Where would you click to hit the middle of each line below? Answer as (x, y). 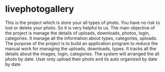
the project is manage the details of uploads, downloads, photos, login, (78, 33)
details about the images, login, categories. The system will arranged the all (82, 54)
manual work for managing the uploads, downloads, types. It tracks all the (81, 48)
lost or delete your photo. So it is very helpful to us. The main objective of (80, 27)
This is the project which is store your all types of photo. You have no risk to (82, 23)
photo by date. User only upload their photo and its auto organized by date (81, 59)
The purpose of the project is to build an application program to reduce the (82, 43)
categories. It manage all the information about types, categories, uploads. (81, 38)
